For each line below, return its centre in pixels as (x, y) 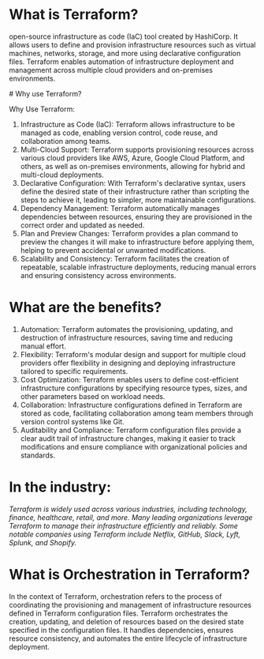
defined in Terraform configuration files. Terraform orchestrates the (119, 613)
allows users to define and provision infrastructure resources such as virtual (132, 44)
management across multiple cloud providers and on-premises (111, 70)
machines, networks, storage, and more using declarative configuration (125, 53)
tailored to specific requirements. (74, 371)
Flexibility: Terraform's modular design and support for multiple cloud (133, 354)
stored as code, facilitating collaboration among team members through (137, 413)
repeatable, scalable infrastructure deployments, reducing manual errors (138, 267)
